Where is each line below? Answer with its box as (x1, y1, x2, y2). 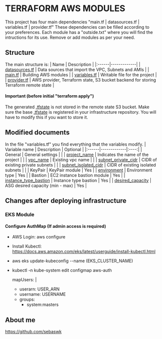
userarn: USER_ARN (19, 286, 60, 292)
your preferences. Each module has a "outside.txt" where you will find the (5, 29, 153, 35)
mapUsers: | (12, 277, 37, 283)
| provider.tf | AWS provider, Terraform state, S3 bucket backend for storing (5, 77, 157, 83)
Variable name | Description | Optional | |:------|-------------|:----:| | (5, 146, 142, 152)
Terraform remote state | (5, 82, 54, 88)
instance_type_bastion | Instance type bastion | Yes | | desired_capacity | (5, 177, 152, 183)
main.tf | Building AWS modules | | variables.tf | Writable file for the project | (5, 71, 157, 78)
